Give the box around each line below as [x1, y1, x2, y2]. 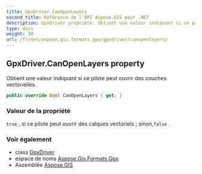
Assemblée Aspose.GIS [14, 161, 73, 169]
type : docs [6, 25, 34, 32]
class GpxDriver [14, 149, 55, 156]
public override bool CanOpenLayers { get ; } [6, 92, 122, 99]
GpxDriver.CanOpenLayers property [6, 59, 145, 69]
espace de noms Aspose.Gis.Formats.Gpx [14, 155, 119, 162]
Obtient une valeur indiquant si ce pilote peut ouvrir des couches [6, 74, 167, 81]
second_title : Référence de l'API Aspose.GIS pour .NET [6, 14, 149, 20]
